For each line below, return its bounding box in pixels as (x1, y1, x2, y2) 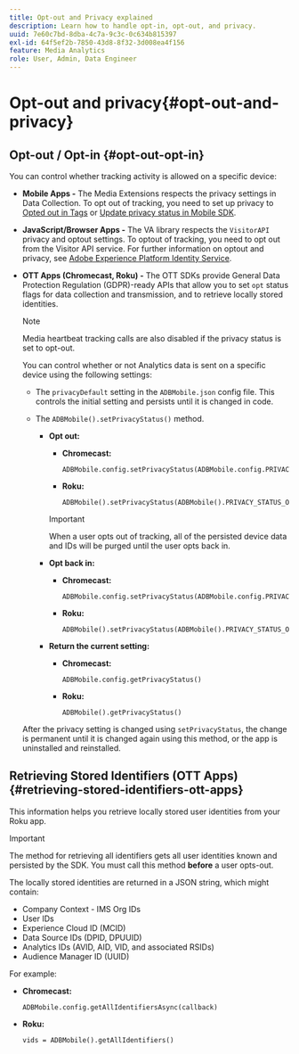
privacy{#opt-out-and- (104, 93, 279, 113)
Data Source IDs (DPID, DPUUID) (21, 932, 142, 943)
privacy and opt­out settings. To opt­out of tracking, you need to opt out (21, 234, 280, 244)
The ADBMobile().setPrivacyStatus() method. (35, 414, 205, 424)
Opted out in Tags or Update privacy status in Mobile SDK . (21, 207, 237, 218)
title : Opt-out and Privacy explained (9, 12, 153, 22)
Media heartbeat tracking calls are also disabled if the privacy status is (21, 333, 282, 343)
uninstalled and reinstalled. (21, 743, 122, 753)
